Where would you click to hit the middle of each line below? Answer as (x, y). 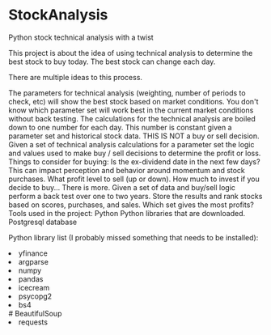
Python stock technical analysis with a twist (81, 37)
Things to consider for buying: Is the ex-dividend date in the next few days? (134, 161)
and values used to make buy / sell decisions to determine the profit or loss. (135, 153)
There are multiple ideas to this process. (76, 77)
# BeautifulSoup (35, 313)
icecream (34, 287)
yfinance (34, 253)
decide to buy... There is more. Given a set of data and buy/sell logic (122, 187)
